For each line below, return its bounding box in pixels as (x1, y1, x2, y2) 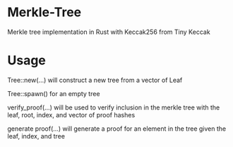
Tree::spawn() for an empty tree (7, 89, 100, 98)
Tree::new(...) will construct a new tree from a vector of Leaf (7, 76, 183, 84)
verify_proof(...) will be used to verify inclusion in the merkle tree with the (7, 103, 220, 112)
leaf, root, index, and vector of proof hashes (7, 110, 136, 119)
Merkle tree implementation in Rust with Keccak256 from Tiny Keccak (7, 28, 210, 36)
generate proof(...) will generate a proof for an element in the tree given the (7, 124, 227, 133)
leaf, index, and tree (7, 131, 66, 140)
